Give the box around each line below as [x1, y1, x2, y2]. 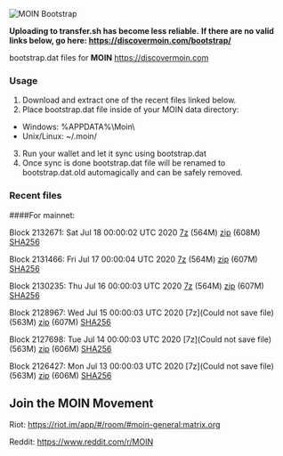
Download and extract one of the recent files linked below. [21, 94, 237, 106]
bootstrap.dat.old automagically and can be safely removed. [21, 167, 243, 178]
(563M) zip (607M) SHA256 [9, 316, 111, 327]
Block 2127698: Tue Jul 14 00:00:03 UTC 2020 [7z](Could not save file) [9, 334, 272, 345]
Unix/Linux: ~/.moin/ [21, 131, 98, 142]
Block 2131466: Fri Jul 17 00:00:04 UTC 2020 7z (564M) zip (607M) [9, 254, 258, 265]
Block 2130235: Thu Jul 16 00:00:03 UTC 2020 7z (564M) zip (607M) [9, 281, 264, 291]
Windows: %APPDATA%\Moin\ [21, 121, 135, 133]
